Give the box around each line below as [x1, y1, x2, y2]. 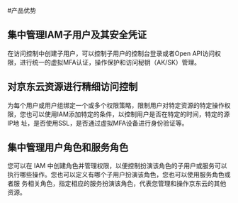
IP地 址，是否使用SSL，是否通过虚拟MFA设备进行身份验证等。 [7, 119, 188, 127]
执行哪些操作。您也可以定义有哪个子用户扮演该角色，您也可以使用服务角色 [7, 170, 225, 179]
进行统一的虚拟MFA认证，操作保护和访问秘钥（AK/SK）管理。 [19, 57, 200, 66]
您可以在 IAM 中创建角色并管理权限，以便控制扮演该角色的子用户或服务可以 [7, 162, 227, 170]
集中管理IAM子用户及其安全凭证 [7, 29, 147, 41]
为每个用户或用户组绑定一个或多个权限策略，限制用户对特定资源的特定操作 [7, 101, 225, 109]
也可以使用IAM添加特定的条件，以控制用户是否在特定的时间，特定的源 [25, 109, 230, 119]
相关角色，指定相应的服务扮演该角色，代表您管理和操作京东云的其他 [27, 180, 227, 188]
